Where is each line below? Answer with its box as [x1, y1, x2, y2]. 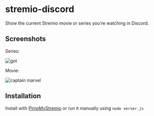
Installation [5, 92, 41, 100]
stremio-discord [5, 4, 74, 15]
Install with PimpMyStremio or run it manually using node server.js [5, 105, 144, 111]
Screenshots [5, 35, 46, 43]
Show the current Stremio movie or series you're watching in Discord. [5, 20, 149, 26]
